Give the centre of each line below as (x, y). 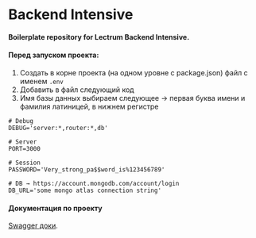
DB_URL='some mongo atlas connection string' (85, 190)
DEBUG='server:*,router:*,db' (58, 128)
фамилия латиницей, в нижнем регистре (89, 106)
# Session (25, 163)
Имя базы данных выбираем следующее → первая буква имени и (132, 98)
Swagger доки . (33, 226)
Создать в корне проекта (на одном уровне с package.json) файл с (134, 72)
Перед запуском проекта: (54, 55)
